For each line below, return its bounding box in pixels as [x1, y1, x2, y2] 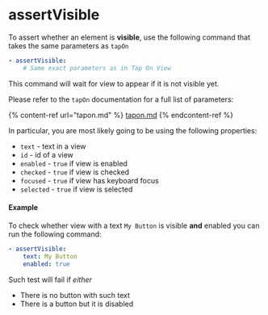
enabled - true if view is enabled [19, 158, 128, 168]
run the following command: [8, 229, 103, 239]
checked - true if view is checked [19, 167, 130, 177]
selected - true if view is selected [19, 184, 133, 194]
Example [8, 203, 39, 212]
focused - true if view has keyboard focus [19, 175, 159, 185]
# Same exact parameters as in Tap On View [23, 64, 172, 72]
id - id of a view [19, 149, 74, 159]
